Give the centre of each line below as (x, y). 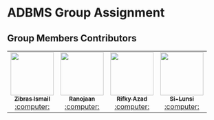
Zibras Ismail (32, 99)
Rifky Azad (132, 99)
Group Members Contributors (72, 38)
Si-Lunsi (182, 99)
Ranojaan (82, 99)
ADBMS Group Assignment (86, 13)
